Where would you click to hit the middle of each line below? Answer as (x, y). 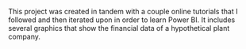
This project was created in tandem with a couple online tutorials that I (123, 11)
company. (25, 36)
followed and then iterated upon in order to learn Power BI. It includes (122, 20)
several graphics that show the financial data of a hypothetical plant (119, 28)
